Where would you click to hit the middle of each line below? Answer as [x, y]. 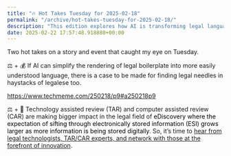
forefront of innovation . [40, 146]
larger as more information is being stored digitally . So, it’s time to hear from [114, 131]
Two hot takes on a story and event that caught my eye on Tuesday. [103, 52]
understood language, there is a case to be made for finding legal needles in [115, 75]
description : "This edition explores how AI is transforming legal [106, 26]
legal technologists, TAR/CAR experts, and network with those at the [104, 138]
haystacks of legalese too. [44, 83]
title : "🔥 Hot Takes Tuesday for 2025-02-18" [74, 13]
